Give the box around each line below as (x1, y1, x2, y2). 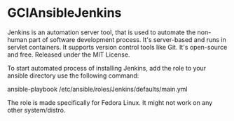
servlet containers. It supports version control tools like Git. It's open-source (7, 43, 228, 51)
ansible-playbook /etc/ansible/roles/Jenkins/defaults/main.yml (7, 85, 188, 93)
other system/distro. (7, 106, 66, 114)
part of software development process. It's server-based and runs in (28, 35, 226, 43)
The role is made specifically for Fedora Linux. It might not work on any (7, 98, 213, 106)
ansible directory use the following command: (7, 71, 139, 80)
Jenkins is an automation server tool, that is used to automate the (7, 28, 196, 36)
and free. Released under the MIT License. (7, 50, 130, 59)
